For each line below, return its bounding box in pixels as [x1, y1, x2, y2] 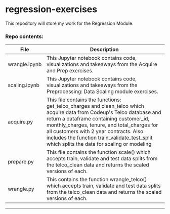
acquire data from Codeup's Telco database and [46, 109, 161, 116]
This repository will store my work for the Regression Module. [5, 20, 134, 26]
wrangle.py [8, 186, 34, 193]
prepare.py [8, 158, 34, 165]
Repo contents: [5, 33, 44, 40]
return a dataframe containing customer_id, [46, 115, 150, 122]
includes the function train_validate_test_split [46, 134, 153, 141]
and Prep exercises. [46, 67, 94, 74]
